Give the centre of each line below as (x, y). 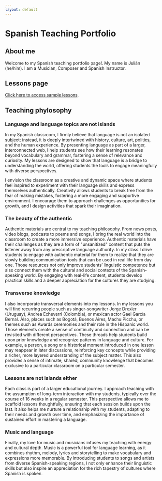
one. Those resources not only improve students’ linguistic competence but (80, 265)
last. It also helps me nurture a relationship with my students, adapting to (77, 409)
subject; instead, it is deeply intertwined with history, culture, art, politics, (78, 140)
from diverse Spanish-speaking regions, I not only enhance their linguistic (79, 463)
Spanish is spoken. (24, 474)
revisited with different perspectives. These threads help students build (76, 335)
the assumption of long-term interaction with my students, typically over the (81, 394)
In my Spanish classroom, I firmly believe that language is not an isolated (77, 135)
